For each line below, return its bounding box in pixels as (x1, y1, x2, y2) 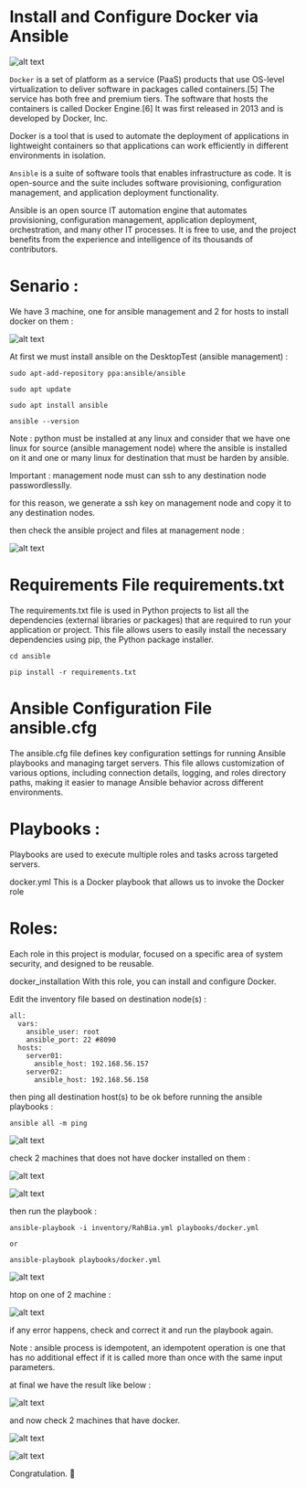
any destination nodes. (9, 507, 96, 518)
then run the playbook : (9, 1205, 98, 1216)
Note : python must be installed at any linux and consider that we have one (9, 433, 290, 444)
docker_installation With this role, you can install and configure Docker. (9, 976, 277, 987)
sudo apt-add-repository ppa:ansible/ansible (9, 369, 185, 378)
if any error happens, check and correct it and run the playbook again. (9, 1324, 274, 1335)
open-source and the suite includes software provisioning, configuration (9, 177, 281, 188)
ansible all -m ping (9, 1119, 89, 1128)
